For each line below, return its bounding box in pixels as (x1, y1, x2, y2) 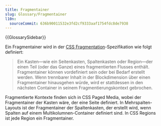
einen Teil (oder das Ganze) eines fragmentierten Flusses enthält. (17, 64, 150, 70)
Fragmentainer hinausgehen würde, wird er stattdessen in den (17, 80, 143, 86)
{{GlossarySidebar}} (5, 34, 47, 40)
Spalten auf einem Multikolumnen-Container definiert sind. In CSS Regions (5, 110, 156, 116)
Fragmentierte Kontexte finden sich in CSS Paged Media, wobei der (5, 94, 141, 100)
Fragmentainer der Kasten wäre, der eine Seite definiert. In (5, 99, 124, 106)
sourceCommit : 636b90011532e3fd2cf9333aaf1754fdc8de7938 (9, 21, 129, 26)
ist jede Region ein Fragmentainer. (5, 115, 74, 121)
